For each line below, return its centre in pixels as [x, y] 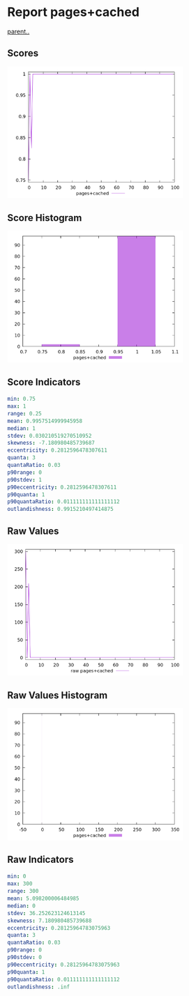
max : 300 [20, 884]
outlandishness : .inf [39, 987]
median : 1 [22, 428]
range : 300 [23, 891]
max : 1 [17, 406]
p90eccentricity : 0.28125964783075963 [63, 965]
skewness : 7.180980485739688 [50, 921]
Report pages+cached [73, 12]
